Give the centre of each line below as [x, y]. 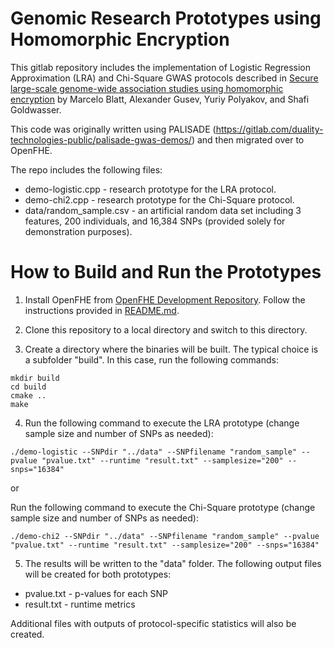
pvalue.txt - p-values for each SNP [96, 593]
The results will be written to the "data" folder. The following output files [173, 563]
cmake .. [28, 395]
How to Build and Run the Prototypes [166, 272]
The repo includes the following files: [86, 169]
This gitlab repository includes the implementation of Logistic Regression [161, 67]
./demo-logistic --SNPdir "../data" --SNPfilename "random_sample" [154, 452]
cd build [28, 387]
